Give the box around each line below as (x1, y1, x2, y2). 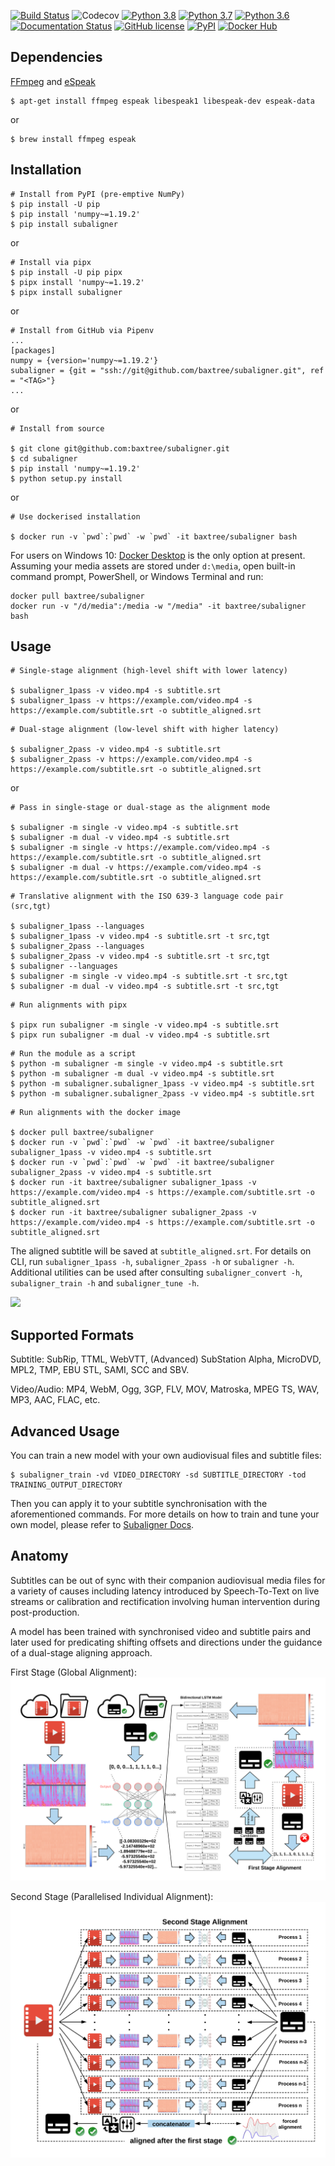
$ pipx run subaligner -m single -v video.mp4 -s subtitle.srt (10, 1020, 280, 1030)
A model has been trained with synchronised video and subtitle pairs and (10, 1625, 312, 1637)
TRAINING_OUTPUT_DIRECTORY (10, 1480, 123, 1490)
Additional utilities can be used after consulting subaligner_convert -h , (10, 1266, 303, 1279)
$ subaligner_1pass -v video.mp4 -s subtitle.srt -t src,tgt (10, 931, 271, 942)
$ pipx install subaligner (10, 287, 123, 297)
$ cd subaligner (10, 453, 78, 464)
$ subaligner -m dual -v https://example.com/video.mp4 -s (10, 863, 262, 873)
